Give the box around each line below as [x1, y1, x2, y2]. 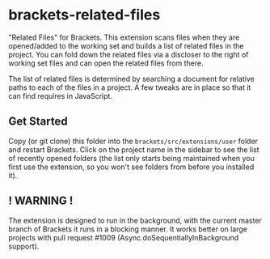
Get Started [8, 115, 68, 129]
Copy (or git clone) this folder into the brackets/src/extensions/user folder [8, 136, 259, 146]
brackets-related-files [8, 6, 161, 24]
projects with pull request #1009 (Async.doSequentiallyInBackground [8, 232, 239, 242]
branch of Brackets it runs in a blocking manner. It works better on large [8, 224, 248, 234]
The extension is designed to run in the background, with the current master [8, 215, 263, 225]
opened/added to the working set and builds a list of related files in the [8, 40, 244, 50]
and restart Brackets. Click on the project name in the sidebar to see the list [8, 144, 260, 155]
